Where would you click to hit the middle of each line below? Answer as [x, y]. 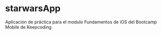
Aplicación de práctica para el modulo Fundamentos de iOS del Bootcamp [81, 22]
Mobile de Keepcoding [28, 27]
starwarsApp [33, 9]
